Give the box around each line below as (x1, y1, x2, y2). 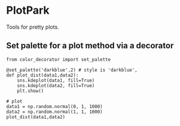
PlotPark (6, 4, 50, 17)
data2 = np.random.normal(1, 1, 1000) (6, 109, 103, 115)
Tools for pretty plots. (6, 23, 60, 30)
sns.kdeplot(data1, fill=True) (17, 77, 95, 84)
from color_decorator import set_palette (6, 56, 111, 63)
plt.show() (17, 88, 44, 94)
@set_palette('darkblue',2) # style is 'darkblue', (6, 67, 138, 73)
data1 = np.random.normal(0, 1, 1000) (6, 103, 103, 109)
